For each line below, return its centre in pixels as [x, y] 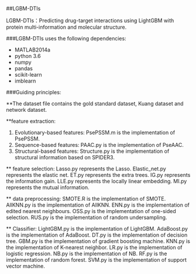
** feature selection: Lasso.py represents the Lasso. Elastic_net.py [86, 169]
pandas [24, 68]
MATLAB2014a [32, 50]
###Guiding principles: [34, 92]
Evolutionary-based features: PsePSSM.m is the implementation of [95, 132]
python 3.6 [27, 56]
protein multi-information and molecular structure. [66, 27]
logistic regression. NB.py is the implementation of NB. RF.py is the [87, 254]
